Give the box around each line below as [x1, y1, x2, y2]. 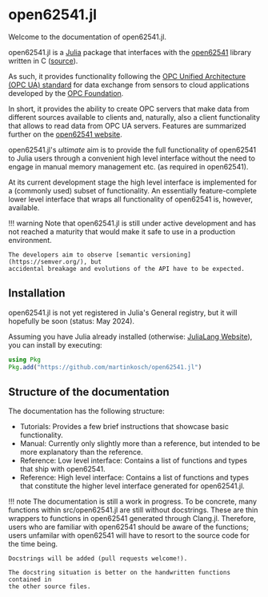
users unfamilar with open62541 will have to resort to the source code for [8, 531, 250, 540]
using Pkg [8, 356, 42, 364]
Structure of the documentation [8, 385, 170, 399]
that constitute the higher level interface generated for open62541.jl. [19, 481, 246, 491]
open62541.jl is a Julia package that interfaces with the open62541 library [8, 47, 252, 57]
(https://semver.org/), [8, 257, 88, 265]
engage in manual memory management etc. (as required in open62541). [8, 161, 249, 171]
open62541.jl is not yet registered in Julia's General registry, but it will [8, 308, 238, 317]
